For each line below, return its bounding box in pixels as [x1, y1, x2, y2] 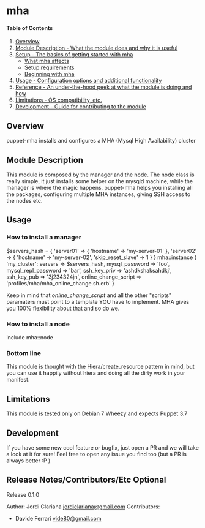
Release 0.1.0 [6, 491, 40, 498]
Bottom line [6, 349, 42, 357]
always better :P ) [6, 457, 51, 464]
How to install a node [6, 320, 70, 328]
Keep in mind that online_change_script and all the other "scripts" [6, 292, 172, 299]
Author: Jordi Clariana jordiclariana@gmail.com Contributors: [6, 503, 160, 510]
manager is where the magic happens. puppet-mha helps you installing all [6, 184, 193, 192]
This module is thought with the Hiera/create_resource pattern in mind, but [6, 363, 195, 371]
